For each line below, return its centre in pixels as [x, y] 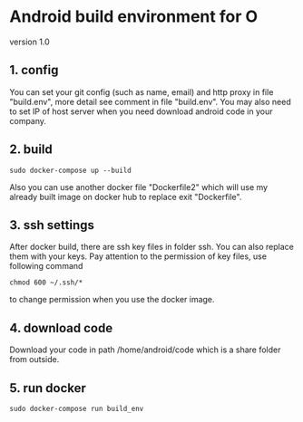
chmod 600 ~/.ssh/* [46, 283]
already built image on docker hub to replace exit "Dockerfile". [126, 197]
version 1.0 [29, 42]
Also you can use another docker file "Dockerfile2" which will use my [139, 187]
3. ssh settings [52, 225]
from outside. [34, 360]
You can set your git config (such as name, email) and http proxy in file [142, 91]
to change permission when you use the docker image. [112, 300]
